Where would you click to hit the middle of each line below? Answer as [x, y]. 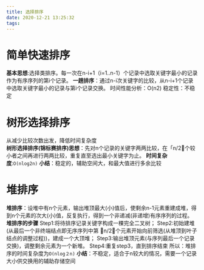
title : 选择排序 [25, 12]
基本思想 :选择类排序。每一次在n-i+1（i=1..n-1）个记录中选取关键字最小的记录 [102, 73]
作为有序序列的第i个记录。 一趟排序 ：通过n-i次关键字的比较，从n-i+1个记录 [100, 81]
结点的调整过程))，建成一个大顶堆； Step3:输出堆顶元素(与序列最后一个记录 [101, 238]
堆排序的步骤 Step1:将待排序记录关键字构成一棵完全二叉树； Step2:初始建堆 [101, 223]
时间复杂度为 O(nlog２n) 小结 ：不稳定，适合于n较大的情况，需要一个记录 [107, 254]
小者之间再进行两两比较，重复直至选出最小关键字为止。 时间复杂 [87, 156]
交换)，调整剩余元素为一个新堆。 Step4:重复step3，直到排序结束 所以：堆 [99, 246]
